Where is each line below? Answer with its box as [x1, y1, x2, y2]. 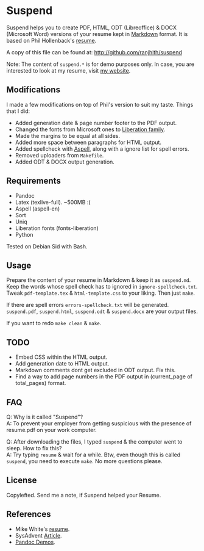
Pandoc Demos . [15, 538, 56, 546]
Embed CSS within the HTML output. [15, 353, 108, 361]
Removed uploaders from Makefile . [15, 151, 104, 159]
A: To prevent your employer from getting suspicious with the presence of [6, 420, 192, 427]
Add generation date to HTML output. [15, 360, 110, 367]
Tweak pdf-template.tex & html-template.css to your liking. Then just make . [6, 289, 195, 297]
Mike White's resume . [15, 525, 70, 533]
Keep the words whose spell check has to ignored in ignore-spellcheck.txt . [6, 283, 198, 290]
